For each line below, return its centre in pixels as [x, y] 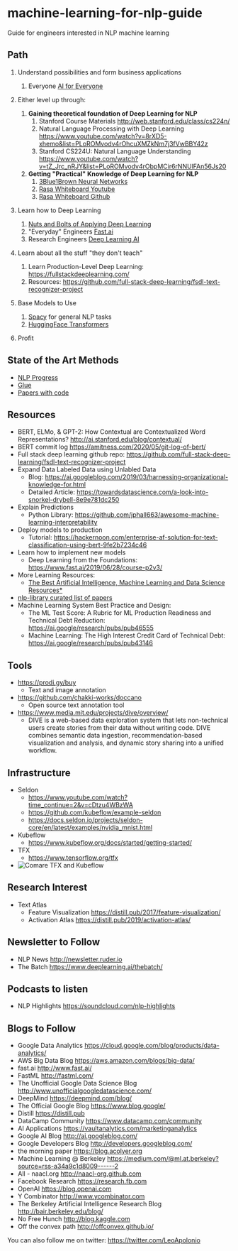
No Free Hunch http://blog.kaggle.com [74, 1219]
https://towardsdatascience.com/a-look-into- [143, 492]
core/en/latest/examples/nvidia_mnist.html [90, 827]
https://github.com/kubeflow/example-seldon [95, 812]
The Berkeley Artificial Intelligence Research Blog [90, 1204]
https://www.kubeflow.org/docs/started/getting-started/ [110, 842]
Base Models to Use [47, 302]
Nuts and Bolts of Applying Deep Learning [90, 224]
